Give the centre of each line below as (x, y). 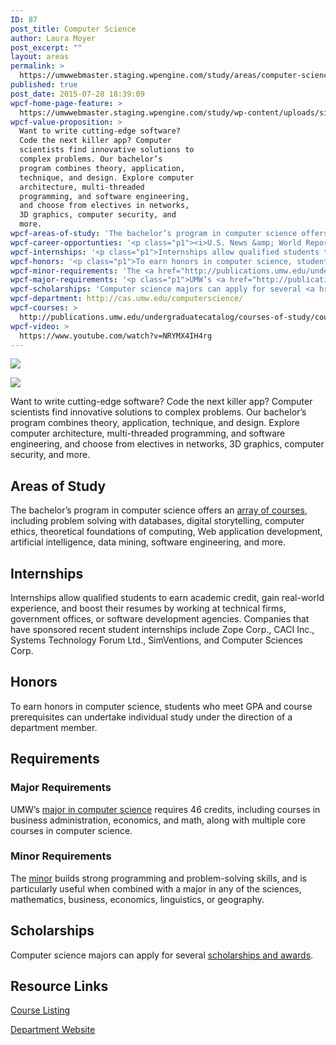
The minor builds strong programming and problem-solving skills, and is (158, 878)
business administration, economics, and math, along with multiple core (158, 820)
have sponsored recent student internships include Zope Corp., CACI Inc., (162, 629)
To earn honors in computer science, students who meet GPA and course (161, 706)
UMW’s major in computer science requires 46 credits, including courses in (165, 809)
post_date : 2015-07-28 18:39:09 (77, 94)
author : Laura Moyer (53, 38)
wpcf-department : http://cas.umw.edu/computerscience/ (127, 299)
